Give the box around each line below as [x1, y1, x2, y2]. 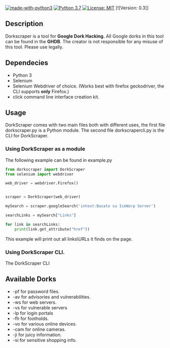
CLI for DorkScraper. [5, 133, 49, 139]
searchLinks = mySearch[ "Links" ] [5, 213, 76, 218]
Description [5, 19, 43, 28]
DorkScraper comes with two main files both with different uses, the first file [5, 122, 165, 128]
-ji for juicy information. [12, 331, 62, 338]
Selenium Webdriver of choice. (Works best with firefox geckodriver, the [12, 83, 164, 89]
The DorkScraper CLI [5, 260, 50, 267]
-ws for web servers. [12, 299, 57, 305]
